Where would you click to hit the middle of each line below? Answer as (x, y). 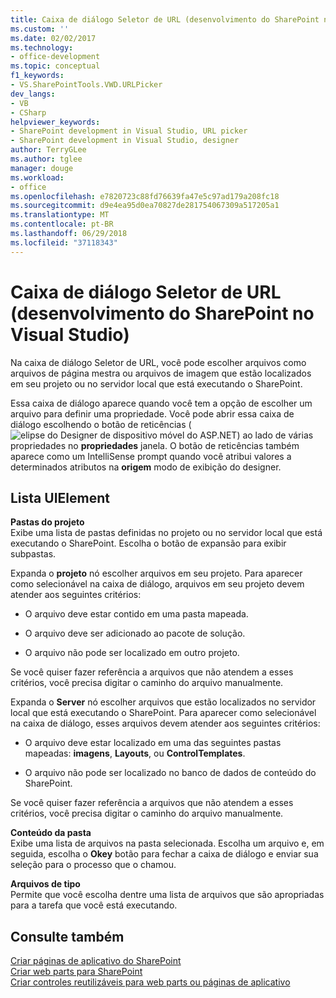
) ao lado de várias (275, 435)
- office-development (55, 57)
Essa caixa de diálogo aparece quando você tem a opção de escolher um (161, 403)
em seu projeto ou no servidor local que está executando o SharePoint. (156, 383)
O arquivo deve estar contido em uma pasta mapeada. (136, 614)
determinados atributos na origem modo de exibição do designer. (146, 467)
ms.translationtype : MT (60, 215)
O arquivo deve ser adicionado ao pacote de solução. (135, 633)
